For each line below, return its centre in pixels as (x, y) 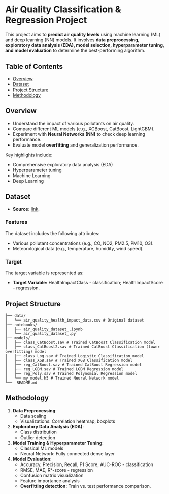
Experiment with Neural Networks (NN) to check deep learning (79, 134)
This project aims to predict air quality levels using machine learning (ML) (83, 34)
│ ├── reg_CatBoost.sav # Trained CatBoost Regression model (74, 365)
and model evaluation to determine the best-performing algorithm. (75, 50)
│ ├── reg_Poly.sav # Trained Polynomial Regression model (71, 373)
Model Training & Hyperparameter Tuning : (58, 443)
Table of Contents (34, 66)
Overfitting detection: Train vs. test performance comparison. (86, 486)
